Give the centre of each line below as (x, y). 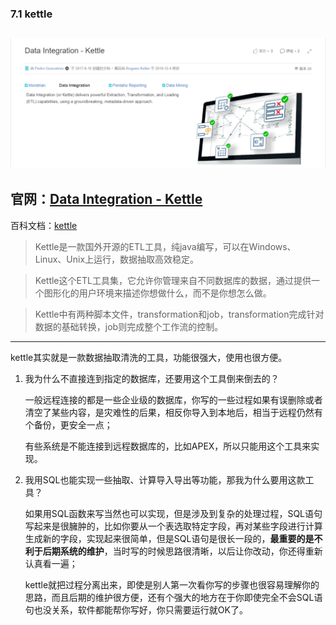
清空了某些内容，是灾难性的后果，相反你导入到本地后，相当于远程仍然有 (173, 412)
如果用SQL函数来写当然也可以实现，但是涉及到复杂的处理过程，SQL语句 (173, 513)
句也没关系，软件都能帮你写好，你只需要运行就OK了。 (136, 609)
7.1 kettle (31, 14)
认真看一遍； (51, 563)
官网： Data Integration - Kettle (106, 199)
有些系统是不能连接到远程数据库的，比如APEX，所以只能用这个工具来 (168, 446)
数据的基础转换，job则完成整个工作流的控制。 (129, 326)
